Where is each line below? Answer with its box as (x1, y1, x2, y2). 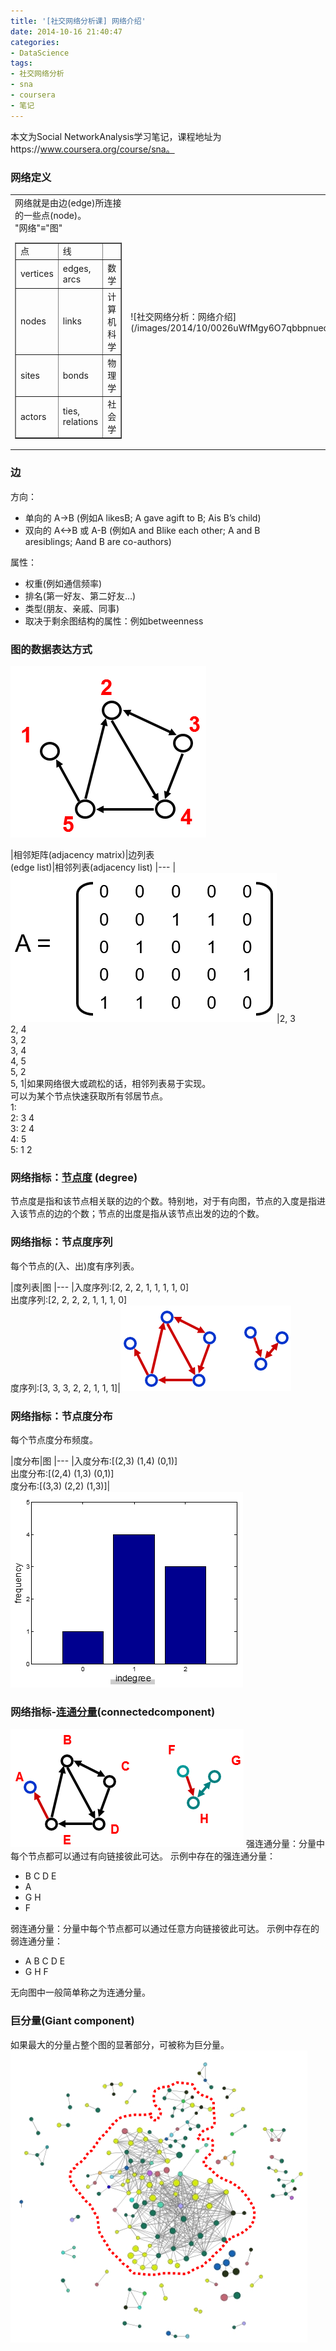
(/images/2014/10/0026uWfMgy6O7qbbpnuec (130, 322, 329, 334)
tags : (10, 58, 33, 69)
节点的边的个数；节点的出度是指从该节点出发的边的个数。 (27, 1208, 265, 1220)
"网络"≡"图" (14, 221, 63, 234)
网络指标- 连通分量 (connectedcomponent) (10, 1705, 216, 1719)
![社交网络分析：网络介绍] (130, 311, 237, 323)
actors (20, 410, 47, 422)
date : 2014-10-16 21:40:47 (10, 26, 123, 37)
